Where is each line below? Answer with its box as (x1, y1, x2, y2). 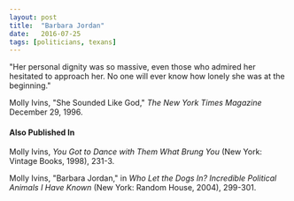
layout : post (9, 12, 58, 22)
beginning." (9, 80, 51, 91)
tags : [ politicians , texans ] (9, 37, 117, 47)
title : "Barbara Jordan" (9, 21, 104, 30)
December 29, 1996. (9, 107, 83, 117)
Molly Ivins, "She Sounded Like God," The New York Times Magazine (9, 98, 263, 108)
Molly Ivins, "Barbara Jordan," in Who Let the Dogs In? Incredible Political (9, 173, 277, 183)
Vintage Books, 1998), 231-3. (9, 156, 115, 167)
